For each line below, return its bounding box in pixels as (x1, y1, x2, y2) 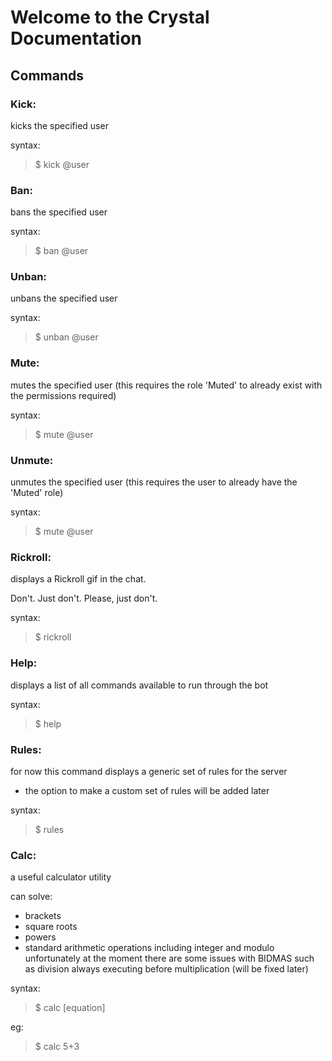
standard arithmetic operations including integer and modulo (24, 942, 275, 954)
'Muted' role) (10, 487, 64, 499)
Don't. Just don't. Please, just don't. (10, 592, 158, 605)
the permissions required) (10, 389, 117, 401)
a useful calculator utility (10, 871, 112, 883)
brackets (24, 910, 62, 922)
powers (24, 931, 57, 943)
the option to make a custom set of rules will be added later (24, 784, 270, 796)
